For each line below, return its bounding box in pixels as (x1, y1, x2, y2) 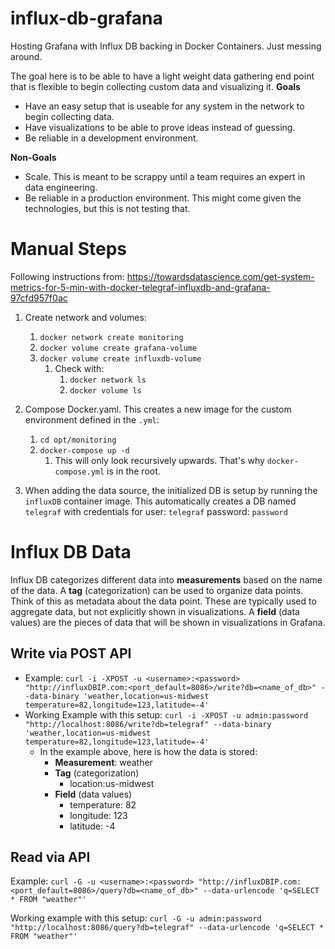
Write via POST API (10, 645, 132, 662)
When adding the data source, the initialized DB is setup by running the (24, 484, 318, 496)
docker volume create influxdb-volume (39, 353, 202, 364)
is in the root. (106, 465, 161, 477)
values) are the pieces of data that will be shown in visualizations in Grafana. (10, 616, 326, 628)
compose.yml (54, 467, 105, 477)
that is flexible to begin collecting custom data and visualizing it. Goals (10, 80, 301, 92)
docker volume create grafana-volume (39, 343, 198, 353)
